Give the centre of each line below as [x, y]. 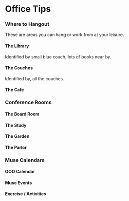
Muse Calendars [25, 160]
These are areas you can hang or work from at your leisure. [64, 35]
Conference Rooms [28, 102]
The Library [17, 46]
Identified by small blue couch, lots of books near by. [58, 56]
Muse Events [18, 183]
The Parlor [16, 147]
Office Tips [28, 9]
